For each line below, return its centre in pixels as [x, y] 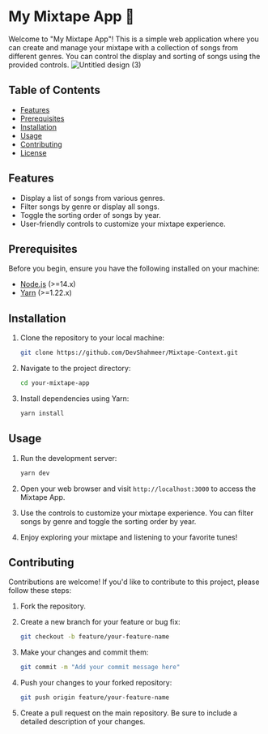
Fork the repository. [53, 606]
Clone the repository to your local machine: [92, 338]
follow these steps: [40, 591]
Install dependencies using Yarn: [74, 398]
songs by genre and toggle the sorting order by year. [108, 521]
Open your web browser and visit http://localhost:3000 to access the [138, 489]
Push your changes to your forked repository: [96, 683]
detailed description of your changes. [83, 721]
